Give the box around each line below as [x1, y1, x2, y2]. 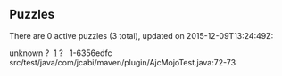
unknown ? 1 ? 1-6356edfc [9, 48, 112, 58]
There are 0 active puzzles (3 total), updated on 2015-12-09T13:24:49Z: [9, 30, 274, 41]
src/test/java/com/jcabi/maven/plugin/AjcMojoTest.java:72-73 [9, 57, 236, 67]
